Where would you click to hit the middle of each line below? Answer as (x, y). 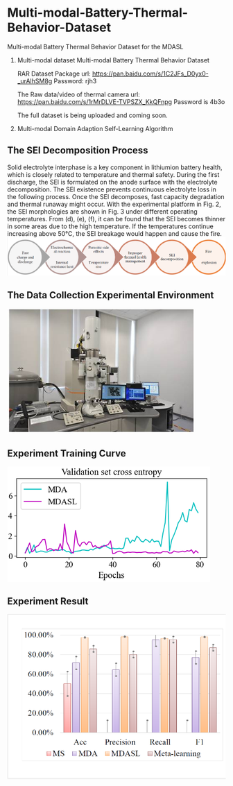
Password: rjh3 (75, 80)
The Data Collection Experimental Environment (111, 295)
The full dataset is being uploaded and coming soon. (92, 115)
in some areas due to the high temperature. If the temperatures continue (110, 226)
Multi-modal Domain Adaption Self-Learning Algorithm (95, 128)
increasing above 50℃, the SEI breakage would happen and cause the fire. (114, 233)
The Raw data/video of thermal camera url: (78, 94)
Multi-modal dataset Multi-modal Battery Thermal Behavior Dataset (113, 60)
